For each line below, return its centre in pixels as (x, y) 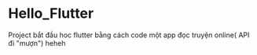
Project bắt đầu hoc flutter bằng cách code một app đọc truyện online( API (129, 35)
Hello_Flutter (51, 14)
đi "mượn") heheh (37, 43)
